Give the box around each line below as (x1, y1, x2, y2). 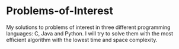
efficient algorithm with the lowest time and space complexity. (6, 36, 158, 43)
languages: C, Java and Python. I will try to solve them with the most (6, 30, 174, 37)
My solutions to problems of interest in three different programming (6, 24, 171, 31)
